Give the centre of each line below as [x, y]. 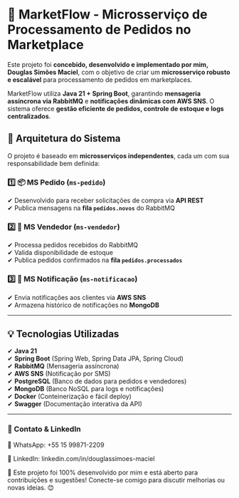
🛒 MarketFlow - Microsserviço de [107, 15]
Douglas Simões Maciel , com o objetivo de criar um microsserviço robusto [119, 72]
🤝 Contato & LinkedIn [44, 429]
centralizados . [29, 116]
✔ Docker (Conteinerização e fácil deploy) [69, 396]
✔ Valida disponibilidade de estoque [60, 253]
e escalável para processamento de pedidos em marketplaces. [100, 79]
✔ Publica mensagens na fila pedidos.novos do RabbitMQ [91, 208]
